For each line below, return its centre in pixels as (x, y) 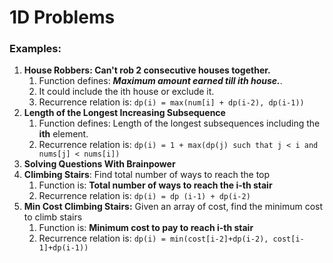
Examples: (35, 49)
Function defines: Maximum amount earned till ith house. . (160, 81)
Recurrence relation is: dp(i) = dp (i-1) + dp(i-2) (144, 196)
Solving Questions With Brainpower (99, 164)
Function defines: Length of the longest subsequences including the (179, 123)
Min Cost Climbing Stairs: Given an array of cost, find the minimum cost (173, 207)
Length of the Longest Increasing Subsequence (124, 113)
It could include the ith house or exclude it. (126, 92)
